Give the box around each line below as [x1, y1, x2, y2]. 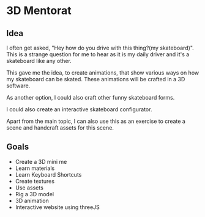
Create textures [15, 177, 55, 185]
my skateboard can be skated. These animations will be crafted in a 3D [6, 76, 185, 83]
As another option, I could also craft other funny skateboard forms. [6, 94, 175, 101]
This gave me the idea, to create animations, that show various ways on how [6, 69, 199, 76]
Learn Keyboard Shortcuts [15, 171, 82, 178]
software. [6, 82, 31, 89]
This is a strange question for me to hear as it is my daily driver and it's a [6, 51, 190, 58]
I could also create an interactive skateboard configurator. [6, 106, 152, 113]
